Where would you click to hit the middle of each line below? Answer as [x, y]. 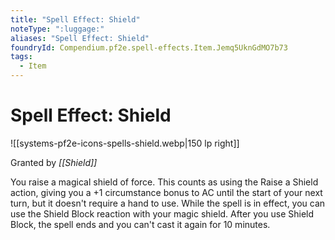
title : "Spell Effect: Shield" [75, 19]
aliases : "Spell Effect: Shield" [80, 38]
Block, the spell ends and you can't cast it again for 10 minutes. [140, 224]
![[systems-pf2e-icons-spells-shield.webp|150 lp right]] [125, 143]
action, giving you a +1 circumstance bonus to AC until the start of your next [166, 192]
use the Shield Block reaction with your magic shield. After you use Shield [162, 213]
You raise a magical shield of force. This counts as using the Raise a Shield [164, 182]
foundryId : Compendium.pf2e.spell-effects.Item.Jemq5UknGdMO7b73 [149, 47]
